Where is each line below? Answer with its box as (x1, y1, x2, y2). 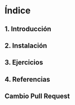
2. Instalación (4, 41, 47, 50)
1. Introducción (4, 25, 51, 33)
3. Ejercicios (4, 58, 43, 67)
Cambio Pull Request (4, 92, 70, 101)
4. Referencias (4, 75, 50, 84)
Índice (4, 5, 31, 16)
